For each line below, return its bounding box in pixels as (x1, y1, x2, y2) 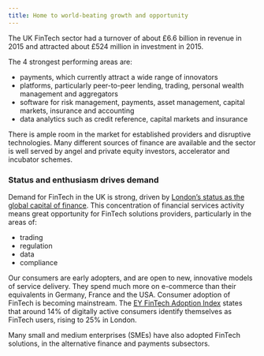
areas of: (8, 217, 37, 227)
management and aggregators (19, 88, 118, 99)
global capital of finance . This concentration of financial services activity (8, 200, 244, 210)
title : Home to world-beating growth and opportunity (8, 11, 189, 20)
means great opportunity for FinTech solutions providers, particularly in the (8, 208, 252, 218)
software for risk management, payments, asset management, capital (19, 97, 246, 107)
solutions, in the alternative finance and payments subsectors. (8, 339, 210, 348)
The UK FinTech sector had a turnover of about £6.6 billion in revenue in (8, 33, 242, 43)
